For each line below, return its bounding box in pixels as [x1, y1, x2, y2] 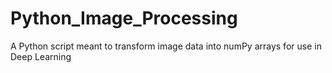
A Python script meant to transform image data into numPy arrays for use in [10, 40, 322, 52]
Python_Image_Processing [10, 7, 238, 30]
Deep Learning [10, 50, 72, 62]
